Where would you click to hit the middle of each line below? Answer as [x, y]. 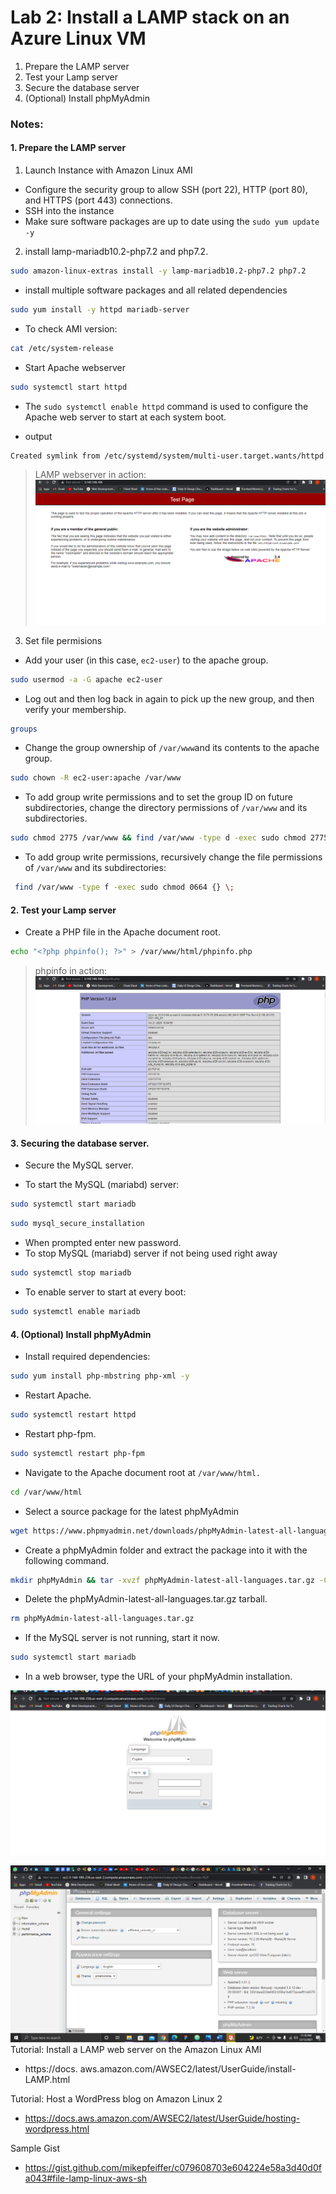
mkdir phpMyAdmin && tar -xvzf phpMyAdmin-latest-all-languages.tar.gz [162, 1580]
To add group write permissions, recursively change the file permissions [173, 857]
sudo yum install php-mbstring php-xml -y [100, 1376]
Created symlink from [55, 456]
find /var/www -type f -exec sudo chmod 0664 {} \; [124, 887]
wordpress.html [57, 2129]
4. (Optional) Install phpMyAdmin [81, 1334]
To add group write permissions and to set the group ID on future [158, 797]
